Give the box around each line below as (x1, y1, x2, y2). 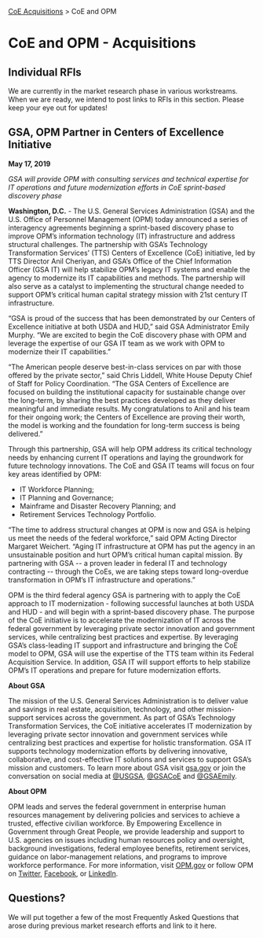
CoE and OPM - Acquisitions (8, 35, 196, 52)
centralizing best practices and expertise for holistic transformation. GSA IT (8, 737, 253, 747)
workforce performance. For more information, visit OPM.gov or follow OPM (8, 860, 254, 870)
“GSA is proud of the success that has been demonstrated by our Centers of (8, 313, 255, 323)
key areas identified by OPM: (8, 469, 102, 478)
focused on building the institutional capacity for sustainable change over (8, 387, 246, 397)
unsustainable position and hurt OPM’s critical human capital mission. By (8, 550, 243, 559)
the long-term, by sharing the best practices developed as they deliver (8, 395, 236, 404)
